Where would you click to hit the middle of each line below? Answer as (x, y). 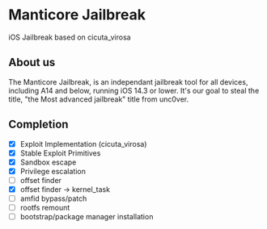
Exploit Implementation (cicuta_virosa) (83, 144)
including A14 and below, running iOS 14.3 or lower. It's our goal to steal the (134, 90)
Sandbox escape (48, 162)
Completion (38, 125)
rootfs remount (45, 208)
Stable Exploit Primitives (60, 153)
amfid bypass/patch (53, 198)
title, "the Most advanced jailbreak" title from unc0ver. (98, 99)
